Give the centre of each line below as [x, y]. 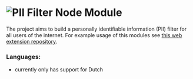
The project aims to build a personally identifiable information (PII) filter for [96, 29]
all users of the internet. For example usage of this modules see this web [94, 35]
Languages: [24, 57]
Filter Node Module [74, 13]
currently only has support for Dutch [59, 70]
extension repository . [32, 41]
